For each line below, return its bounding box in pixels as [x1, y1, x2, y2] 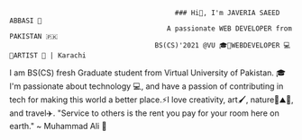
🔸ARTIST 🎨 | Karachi [9, 51, 87, 60]
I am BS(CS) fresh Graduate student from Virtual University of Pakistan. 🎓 [9, 67, 287, 78]
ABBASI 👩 [9, 16, 42, 25]
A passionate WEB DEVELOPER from [166, 24, 293, 33]
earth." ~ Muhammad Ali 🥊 [9, 121, 107, 131]
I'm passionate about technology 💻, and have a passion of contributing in [9, 81, 284, 92]
